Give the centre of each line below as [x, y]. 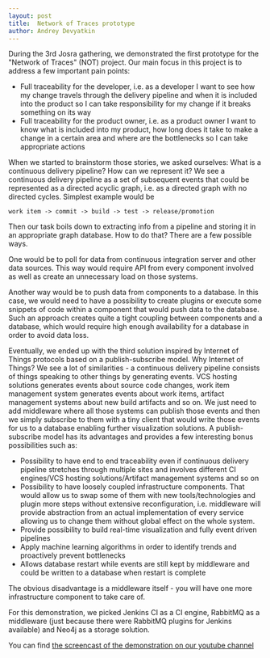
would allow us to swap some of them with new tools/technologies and [138, 496]
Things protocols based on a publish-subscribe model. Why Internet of [126, 360]
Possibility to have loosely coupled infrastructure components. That [132, 487]
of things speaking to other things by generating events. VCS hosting [123, 377]
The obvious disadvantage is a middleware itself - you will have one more [130, 588]
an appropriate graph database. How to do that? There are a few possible [130, 235]
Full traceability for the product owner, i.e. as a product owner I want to [138, 121]
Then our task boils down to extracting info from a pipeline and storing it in [132, 226]
